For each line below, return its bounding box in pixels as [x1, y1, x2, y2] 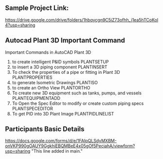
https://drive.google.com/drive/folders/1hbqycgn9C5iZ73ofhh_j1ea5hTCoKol [5, 17, 159, 23]
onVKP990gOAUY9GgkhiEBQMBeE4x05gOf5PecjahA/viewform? [5, 143, 135, 149]
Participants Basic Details [5, 125, 85, 134]
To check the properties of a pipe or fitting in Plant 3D [12, 69, 120, 75]
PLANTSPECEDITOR [12, 105, 54, 112]
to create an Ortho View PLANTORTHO [12, 85, 91, 91]
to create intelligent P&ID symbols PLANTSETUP [12, 59, 109, 65]
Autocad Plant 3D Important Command [5, 36, 126, 45]
